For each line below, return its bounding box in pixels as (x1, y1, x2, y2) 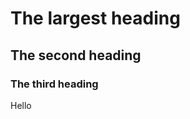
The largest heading (10, 7, 181, 30)
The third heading (10, 77, 99, 91)
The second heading (10, 47, 142, 64)
